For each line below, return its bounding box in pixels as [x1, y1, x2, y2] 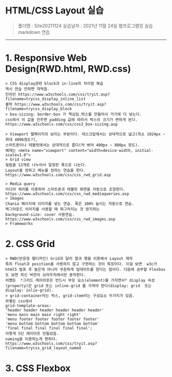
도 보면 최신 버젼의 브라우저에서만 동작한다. [5, 272, 86, 277]
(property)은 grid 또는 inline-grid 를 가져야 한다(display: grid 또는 [5, 283, 152, 288]
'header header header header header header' [5, 307, 104, 313]
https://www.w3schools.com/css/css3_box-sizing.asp [5, 122, 118, 127]
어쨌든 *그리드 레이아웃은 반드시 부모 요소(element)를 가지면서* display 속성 [5, 277, 155, 283]
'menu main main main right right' [5, 312, 81, 317]
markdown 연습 [17, 29, 50, 35]
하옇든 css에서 [5, 299, 32, 304]
